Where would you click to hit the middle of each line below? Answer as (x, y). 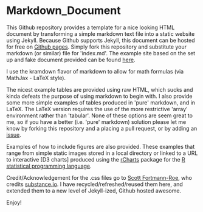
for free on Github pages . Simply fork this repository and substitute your (97, 47)
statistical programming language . (49, 166)
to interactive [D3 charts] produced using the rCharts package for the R (96, 159)
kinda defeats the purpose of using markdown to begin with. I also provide (99, 96)
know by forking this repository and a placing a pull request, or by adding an (102, 128)
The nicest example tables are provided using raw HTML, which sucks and (100, 89)
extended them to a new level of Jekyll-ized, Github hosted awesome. (94, 190)
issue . (14, 135)
